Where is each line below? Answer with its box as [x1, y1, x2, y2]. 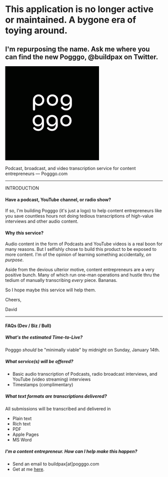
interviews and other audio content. [5, 218, 78, 224]
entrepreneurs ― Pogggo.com [5, 171, 68, 177]
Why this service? [5, 230, 44, 236]
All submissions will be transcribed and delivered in [5, 405, 111, 412]
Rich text [12, 420, 31, 427]
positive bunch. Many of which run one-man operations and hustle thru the [5, 272, 160, 278]
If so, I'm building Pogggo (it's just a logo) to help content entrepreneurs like [5, 208, 162, 214]
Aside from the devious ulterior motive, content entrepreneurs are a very [5, 267, 155, 273]
